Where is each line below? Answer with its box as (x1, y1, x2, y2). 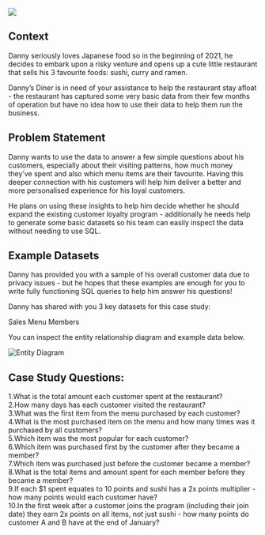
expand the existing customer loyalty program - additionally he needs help (8, 209, 251, 219)
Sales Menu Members (8, 317, 80, 327)
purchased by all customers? (8, 425, 103, 435)
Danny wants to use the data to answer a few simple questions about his (8, 152, 244, 161)
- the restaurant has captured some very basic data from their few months (8, 91, 251, 100)
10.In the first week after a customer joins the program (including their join (8, 501, 249, 511)
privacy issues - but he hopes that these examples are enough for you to (8, 278, 245, 288)
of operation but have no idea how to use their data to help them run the (8, 100, 243, 109)
